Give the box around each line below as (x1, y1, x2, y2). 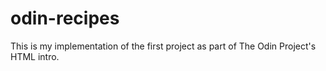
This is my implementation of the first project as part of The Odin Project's (10, 40, 317, 52)
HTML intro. (10, 50, 60, 62)
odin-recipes (10, 7, 120, 30)
